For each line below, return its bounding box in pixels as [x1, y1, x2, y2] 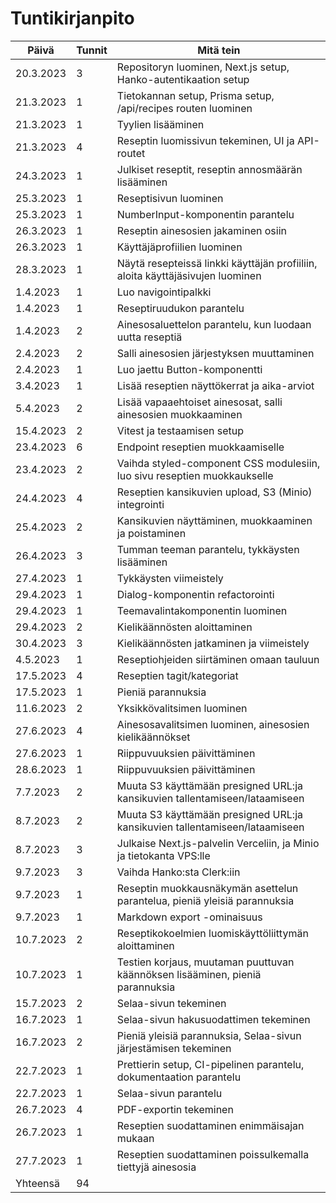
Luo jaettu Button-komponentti [116, 362, 263, 376]
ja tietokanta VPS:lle [116, 848, 211, 862]
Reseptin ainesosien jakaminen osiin [116, 223, 287, 237]
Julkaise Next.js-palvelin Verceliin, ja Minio [116, 836, 320, 850]
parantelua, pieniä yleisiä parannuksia [116, 893, 295, 907]
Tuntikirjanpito [10, 7, 135, 30]
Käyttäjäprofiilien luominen [116, 240, 243, 254]
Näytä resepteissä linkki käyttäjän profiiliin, [116, 256, 318, 270]
